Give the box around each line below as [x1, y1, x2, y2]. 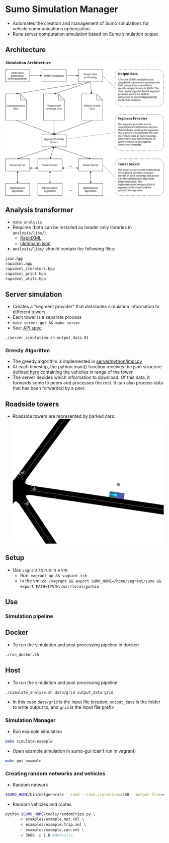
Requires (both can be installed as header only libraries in [12, 224, 132, 231]
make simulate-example [5, 739, 53, 744]
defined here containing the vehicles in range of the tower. [12, 369, 134, 375]
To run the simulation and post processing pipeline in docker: [12, 642, 139, 648]
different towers [12, 309, 46, 315]
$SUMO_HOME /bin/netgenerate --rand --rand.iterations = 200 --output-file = [5, 792, 163, 797]
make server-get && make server [12, 320, 80, 325]
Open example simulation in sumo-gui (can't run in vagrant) [12, 748, 136, 754]
